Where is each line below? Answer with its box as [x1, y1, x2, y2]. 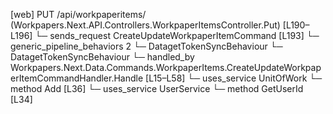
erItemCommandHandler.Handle [10, 72, 144, 84]
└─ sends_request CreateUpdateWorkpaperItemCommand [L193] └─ [34, 30, 320, 41]
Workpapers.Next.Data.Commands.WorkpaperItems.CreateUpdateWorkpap [10, 62, 322, 73]
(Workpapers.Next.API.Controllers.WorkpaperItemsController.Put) [10, 19, 281, 31]
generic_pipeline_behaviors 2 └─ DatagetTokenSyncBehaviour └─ [10, 40, 283, 52]
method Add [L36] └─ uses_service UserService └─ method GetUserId [10, 83, 304, 94]
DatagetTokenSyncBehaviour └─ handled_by [10, 51, 195, 63]
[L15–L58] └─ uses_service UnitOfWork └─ [145, 72, 323, 84]
